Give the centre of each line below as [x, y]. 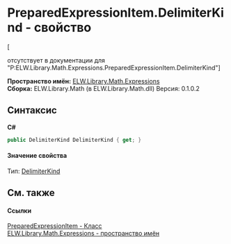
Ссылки [19, 211]
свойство [63, 27]
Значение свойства [37, 156]
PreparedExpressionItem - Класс [55, 226]
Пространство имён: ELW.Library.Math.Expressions [83, 81]
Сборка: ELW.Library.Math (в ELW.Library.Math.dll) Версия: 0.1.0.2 [104, 88]
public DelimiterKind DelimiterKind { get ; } [74, 140]
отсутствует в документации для [56, 60]
